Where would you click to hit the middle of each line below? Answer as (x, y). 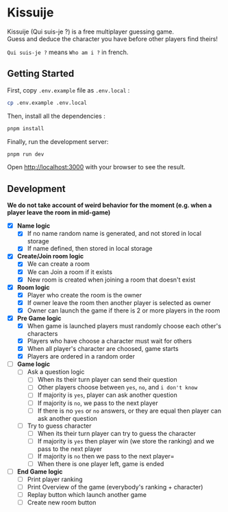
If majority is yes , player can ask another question (107, 395)
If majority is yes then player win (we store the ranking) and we (126, 441)
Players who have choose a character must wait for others (110, 341)
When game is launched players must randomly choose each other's (124, 326)
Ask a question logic (56, 372)
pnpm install (26, 128)
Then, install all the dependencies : (56, 116)
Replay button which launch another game (87, 495)
